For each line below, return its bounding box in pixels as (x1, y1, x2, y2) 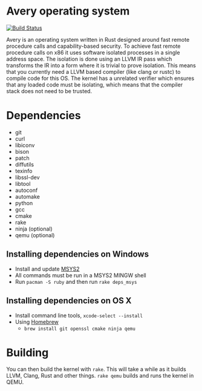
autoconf (15, 186, 38, 194)
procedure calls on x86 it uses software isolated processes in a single (6, 48, 180, 56)
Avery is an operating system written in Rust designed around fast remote (6, 36, 190, 43)
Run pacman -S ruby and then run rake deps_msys (15, 278, 137, 285)
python (15, 199, 33, 206)
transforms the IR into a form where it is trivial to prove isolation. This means (6, 62, 197, 69)
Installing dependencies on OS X (6, 295, 132, 306)
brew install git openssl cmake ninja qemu (24, 326, 136, 332)
